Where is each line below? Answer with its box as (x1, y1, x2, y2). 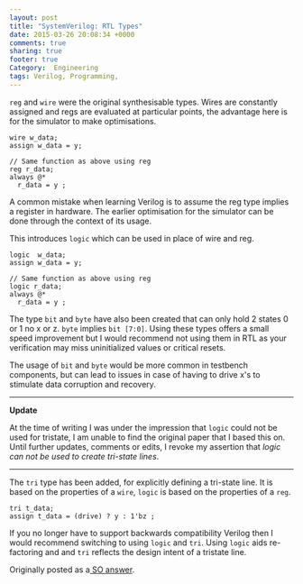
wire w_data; (9, 132, 59, 142)
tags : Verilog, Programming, (9, 72, 119, 81)
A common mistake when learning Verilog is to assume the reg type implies (9, 196, 289, 207)
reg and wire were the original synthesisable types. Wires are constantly (9, 96, 278, 107)
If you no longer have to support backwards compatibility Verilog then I (9, 527, 273, 538)
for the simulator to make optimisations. (9, 115, 157, 126)
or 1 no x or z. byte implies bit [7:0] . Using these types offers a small (9, 323, 270, 333)
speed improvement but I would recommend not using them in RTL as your (9, 333, 287, 343)
